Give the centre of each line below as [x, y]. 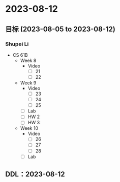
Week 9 [28, 83]
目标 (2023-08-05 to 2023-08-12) [60, 29]
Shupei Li [17, 44]
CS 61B [20, 55]
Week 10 [29, 128]
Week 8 [28, 60]
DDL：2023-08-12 [35, 174]
